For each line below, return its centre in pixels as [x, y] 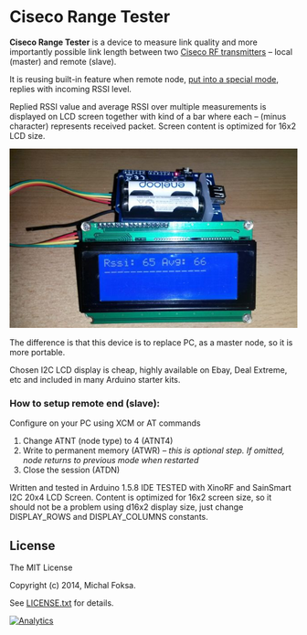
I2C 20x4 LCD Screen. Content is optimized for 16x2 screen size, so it [141, 497]
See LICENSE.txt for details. [62, 603]
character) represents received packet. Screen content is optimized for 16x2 [153, 126]
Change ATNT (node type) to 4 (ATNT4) [98, 441]
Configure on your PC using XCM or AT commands [105, 423]
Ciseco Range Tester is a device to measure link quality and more [134, 42]
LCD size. [27, 135]
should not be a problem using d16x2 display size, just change [127, 507]
